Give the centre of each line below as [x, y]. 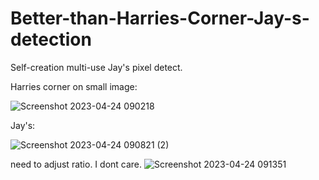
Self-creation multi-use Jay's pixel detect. [96, 67]
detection [51, 39]
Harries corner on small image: [74, 86]
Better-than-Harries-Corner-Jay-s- [160, 18]
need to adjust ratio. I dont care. [76, 164]
